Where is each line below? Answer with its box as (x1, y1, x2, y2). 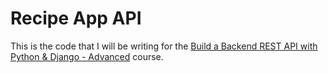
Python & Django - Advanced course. (10, 50, 164, 62)
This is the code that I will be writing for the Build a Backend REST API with (10, 40, 318, 52)
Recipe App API (10, 7, 142, 30)
